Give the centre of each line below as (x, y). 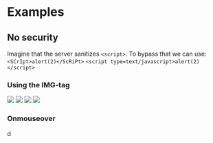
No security (33, 37)
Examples (36, 12)
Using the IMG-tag (38, 85)
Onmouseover (32, 119)
